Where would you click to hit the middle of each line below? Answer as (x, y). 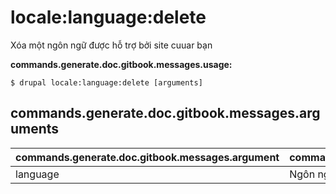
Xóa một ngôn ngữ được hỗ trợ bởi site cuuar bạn (111, 45)
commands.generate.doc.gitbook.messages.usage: (121, 64)
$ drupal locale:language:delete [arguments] (106, 82)
